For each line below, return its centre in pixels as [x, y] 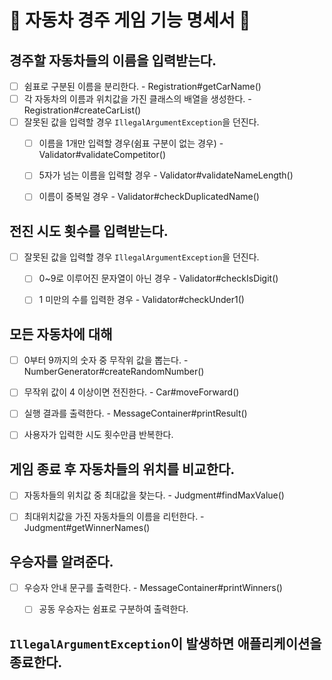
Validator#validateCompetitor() [102, 155]
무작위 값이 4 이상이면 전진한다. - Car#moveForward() [131, 392]
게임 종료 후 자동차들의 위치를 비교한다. [122, 469]
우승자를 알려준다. [61, 561]
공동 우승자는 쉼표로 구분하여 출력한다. [113, 609]
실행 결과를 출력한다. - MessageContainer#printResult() [135, 413]
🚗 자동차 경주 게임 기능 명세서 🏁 [130, 20]
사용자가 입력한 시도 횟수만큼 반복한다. [98, 435]
